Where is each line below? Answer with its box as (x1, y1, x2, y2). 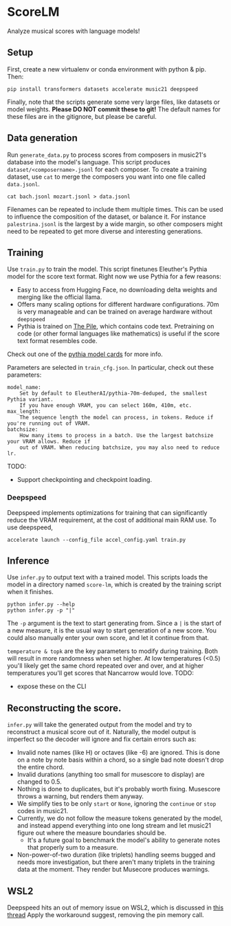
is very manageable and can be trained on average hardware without (16, 307, 213, 316)
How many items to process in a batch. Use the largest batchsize (19, 432, 214, 439)
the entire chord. (16, 763, 65, 771)
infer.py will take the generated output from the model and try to (7, 720, 192, 729)
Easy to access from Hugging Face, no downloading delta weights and (16, 286, 218, 294)
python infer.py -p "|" (7, 607, 76, 614)
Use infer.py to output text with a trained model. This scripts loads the (7, 573, 208, 582)
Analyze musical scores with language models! (7, 27, 140, 35)
